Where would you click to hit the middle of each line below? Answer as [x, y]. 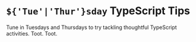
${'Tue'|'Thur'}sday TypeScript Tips [98, 11]
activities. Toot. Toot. [32, 33]
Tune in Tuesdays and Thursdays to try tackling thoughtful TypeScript [91, 27]
